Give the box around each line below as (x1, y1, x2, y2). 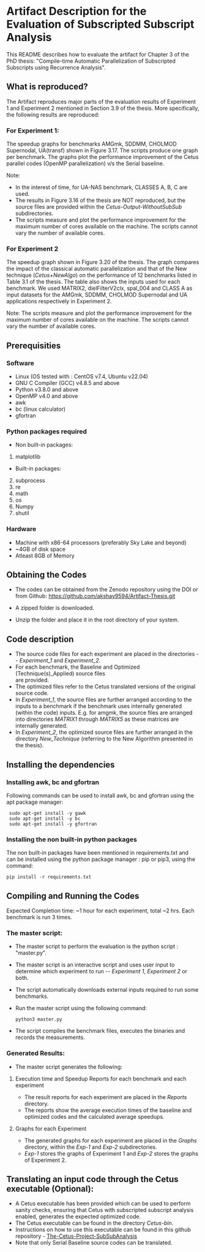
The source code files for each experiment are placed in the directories (15, 650, 195, 658)
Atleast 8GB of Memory (15, 551, 75, 559)
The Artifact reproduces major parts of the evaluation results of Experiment (6, 98, 196, 105)
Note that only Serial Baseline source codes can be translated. (15, 1239, 173, 1246)
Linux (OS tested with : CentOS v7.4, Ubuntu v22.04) (15, 373, 149, 380)
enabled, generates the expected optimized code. (15, 1213, 141, 1220)
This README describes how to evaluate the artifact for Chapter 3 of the (6, 50, 190, 58)
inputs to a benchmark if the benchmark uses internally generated (15, 702, 182, 710)
